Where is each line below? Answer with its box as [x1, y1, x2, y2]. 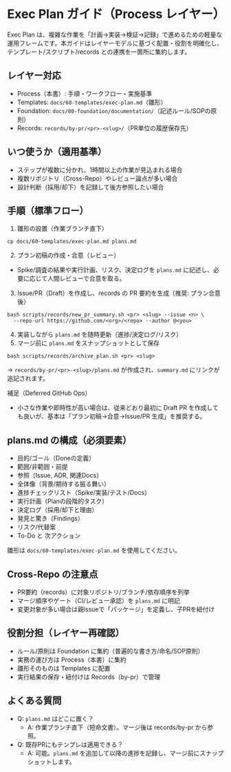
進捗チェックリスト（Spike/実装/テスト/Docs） [16, 489, 151, 497]
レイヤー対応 [7, 70, 62, 81]
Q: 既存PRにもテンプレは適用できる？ [16, 740, 124, 749]
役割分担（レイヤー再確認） [7, 627, 125, 639]
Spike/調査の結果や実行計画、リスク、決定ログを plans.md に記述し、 [16, 266, 214, 274]
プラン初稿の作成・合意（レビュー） [16, 251, 120, 259]
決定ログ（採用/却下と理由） [16, 506, 98, 514]
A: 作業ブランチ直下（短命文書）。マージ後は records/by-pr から [27, 723, 208, 731]
